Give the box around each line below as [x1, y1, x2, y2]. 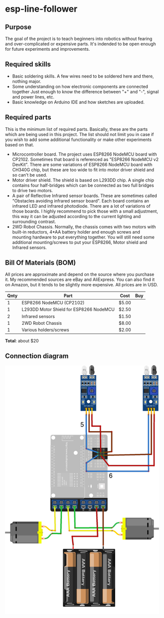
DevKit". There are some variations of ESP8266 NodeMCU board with [12, 161, 153, 167]
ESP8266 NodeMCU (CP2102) [21, 300, 85, 306]
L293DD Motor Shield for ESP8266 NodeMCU [21, 306, 115, 313]
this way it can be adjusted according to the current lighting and [12, 213, 141, 219]
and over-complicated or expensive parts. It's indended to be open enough [5, 41, 156, 47]
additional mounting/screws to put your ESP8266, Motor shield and [12, 239, 147, 245]
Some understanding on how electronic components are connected [12, 83, 148, 89]
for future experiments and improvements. [5, 46, 90, 52]
